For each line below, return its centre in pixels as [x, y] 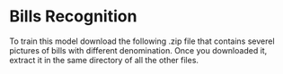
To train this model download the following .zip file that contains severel [142, 41]
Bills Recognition [73, 16]
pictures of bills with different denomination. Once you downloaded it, [138, 50]
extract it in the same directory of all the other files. [104, 60]
